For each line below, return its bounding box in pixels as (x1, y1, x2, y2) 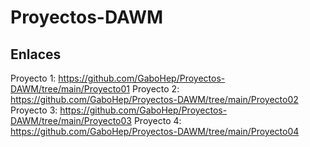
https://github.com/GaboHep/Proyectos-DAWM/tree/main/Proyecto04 (10, 126, 300, 137)
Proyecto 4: (133, 115, 182, 126)
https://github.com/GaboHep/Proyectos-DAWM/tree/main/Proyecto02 (10, 94, 299, 105)
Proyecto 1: (10, 72, 57, 84)
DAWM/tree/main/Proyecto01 (10, 83, 131, 95)
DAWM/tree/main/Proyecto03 (10, 115, 132, 126)
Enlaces (10, 46, 62, 63)
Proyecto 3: (10, 104, 58, 116)
